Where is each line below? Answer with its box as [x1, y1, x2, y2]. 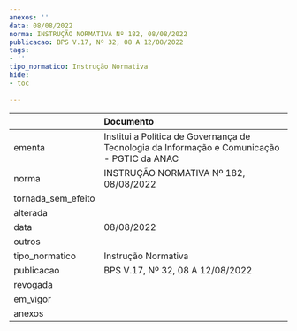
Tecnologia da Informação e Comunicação [103, 141, 280, 153]
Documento [103, 115, 155, 127]
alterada [13, 206, 49, 219]
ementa [13, 141, 46, 153]
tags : [9, 46, 29, 55]
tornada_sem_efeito [13, 192, 95, 204]
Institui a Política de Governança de [103, 130, 251, 142]
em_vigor [13, 293, 51, 305]
